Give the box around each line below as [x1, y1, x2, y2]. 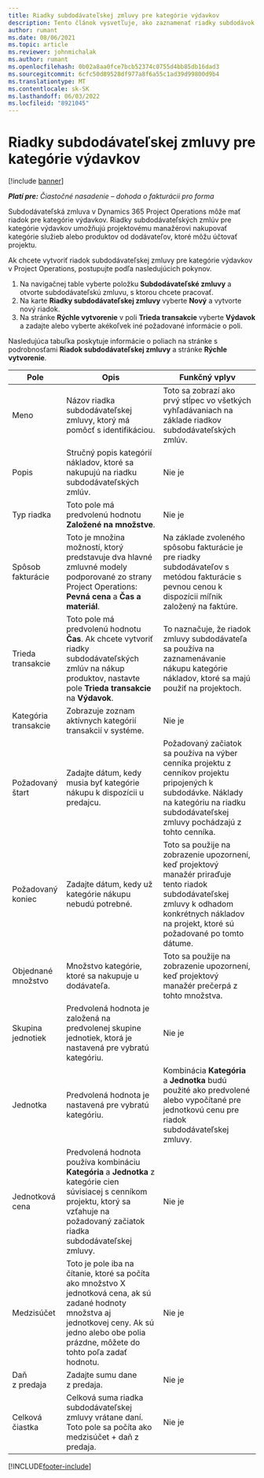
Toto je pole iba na [66, 1258, 134, 1269]
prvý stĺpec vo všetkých [163, 395, 251, 406]
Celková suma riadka [66, 1392, 144, 1403]
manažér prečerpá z [163, 981, 238, 992]
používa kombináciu [66, 1156, 141, 1167]
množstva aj [66, 1308, 112, 1319]
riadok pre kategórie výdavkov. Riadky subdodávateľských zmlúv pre [8, 215, 232, 225]
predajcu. [66, 797, 101, 808]
